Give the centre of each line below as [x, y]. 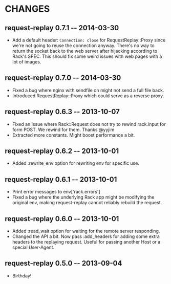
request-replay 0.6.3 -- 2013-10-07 [62, 112]
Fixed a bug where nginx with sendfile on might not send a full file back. [88, 90]
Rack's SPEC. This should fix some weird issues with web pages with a [87, 56]
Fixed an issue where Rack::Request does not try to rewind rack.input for [89, 124]
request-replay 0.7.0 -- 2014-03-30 [63, 78]
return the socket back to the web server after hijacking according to [85, 51]
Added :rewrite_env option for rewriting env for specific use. [76, 163]
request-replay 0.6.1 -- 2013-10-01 [61, 179]
